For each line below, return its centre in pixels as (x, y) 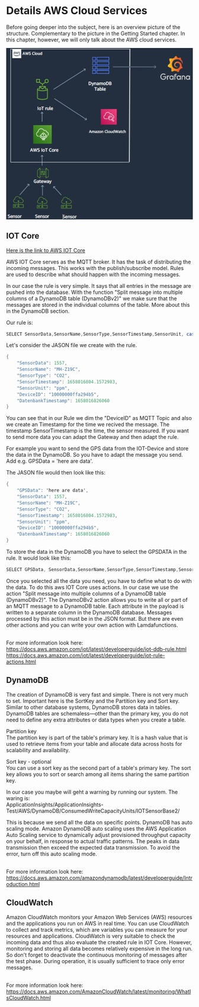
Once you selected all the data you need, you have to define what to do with (99, 581)
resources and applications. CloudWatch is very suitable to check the (91, 936)
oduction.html (23, 884)
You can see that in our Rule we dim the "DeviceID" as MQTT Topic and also (99, 418)
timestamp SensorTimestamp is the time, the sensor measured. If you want (98, 431)
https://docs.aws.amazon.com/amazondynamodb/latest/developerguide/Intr (99, 878)
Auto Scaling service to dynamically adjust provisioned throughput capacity (98, 835)
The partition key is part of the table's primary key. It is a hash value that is (97, 737)
